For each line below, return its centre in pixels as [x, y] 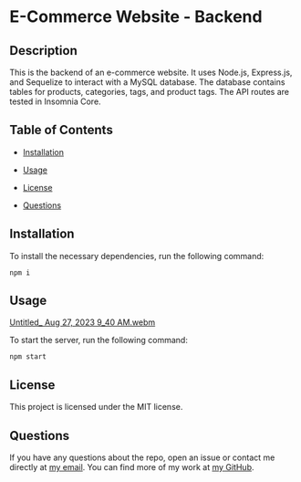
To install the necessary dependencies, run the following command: [137, 256]
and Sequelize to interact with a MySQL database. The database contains [147, 82]
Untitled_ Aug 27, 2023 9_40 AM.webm [83, 322]
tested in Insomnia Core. [56, 101]
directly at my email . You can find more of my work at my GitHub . [132, 467]
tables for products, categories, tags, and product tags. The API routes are [150, 92]
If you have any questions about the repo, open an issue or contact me [142, 457]
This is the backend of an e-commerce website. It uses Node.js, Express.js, [151, 72]
